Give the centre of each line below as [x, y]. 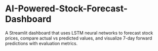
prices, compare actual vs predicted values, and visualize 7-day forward [79, 38]
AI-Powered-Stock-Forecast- [66, 9]
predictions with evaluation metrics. [41, 43]
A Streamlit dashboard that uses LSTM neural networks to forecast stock [79, 33]
